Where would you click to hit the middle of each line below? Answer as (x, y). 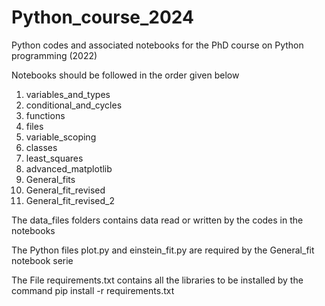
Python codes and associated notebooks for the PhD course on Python (157, 45)
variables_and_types (68, 94)
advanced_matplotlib (69, 168)
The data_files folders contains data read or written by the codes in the (157, 220)
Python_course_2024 (102, 17)
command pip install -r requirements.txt (93, 290)
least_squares (54, 158)
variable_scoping (61, 137)
